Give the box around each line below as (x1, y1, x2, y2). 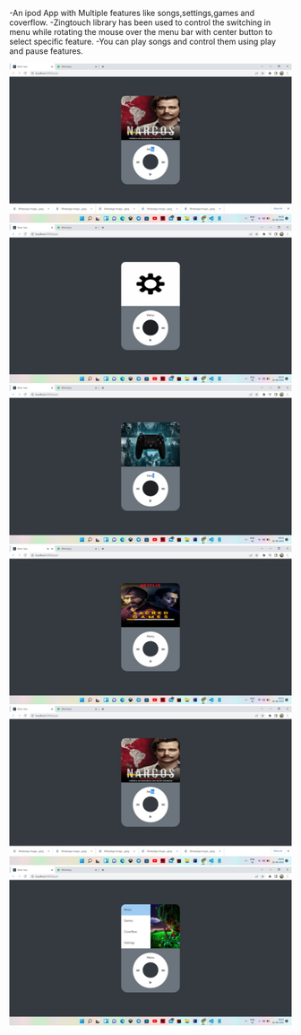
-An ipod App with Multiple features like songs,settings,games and (9, 8, 255, 18)
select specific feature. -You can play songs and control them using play (9, 36, 276, 47)
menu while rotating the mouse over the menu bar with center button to (9, 27, 273, 37)
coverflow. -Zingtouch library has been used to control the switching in (9, 17, 271, 28)
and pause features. (9, 46, 83, 57)
